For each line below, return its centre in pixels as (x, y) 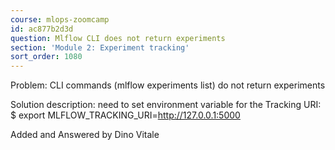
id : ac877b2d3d (42, 29)
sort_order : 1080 (46, 57)
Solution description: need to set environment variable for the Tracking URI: (166, 105)
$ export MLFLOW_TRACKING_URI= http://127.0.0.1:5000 (125, 115)
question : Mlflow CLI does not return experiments (118, 38)
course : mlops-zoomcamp (60, 19)
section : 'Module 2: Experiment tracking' (100, 47)
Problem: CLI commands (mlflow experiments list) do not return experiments (168, 85)
